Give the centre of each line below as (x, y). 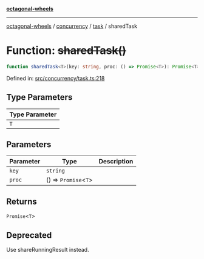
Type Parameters (39, 97)
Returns (22, 201)
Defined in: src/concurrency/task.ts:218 (56, 78)
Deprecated (29, 235)
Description (116, 162)
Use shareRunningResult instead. (48, 250)
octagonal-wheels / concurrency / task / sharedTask (72, 26)
